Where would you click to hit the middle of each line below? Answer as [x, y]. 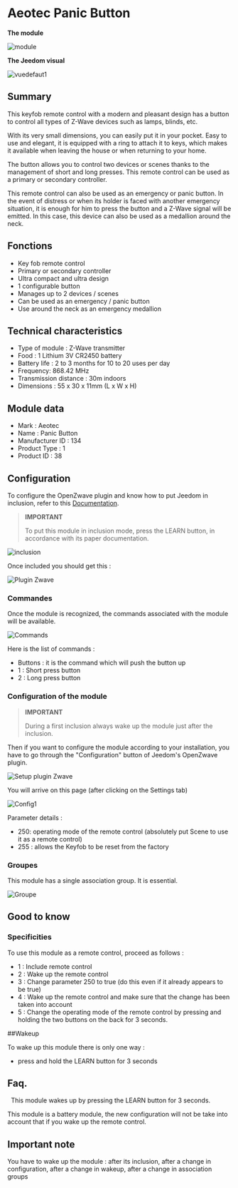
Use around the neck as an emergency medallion [90, 309]
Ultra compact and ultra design [63, 278]
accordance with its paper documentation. [87, 538]
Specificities [29, 937]
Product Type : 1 [41, 449]
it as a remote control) [50, 839]
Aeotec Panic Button [69, 13]
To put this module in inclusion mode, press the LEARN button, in [120, 531]
